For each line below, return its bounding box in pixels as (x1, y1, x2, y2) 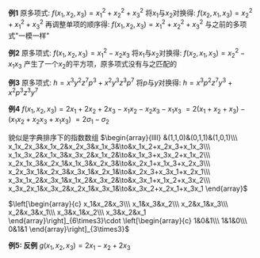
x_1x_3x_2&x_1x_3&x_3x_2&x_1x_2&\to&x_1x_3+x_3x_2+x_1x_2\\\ (8, 150, 211, 160)
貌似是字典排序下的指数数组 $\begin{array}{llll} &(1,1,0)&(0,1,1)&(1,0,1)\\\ (8, 133, 238, 142)
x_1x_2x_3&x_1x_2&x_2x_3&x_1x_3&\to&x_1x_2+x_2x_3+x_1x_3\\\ (8, 142, 211, 151)
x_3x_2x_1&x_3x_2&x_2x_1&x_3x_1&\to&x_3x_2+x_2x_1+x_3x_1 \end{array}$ (8, 184, 248, 193)
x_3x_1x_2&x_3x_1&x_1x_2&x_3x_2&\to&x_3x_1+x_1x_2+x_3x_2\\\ (8, 176, 211, 185)
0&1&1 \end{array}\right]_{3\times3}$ (8, 225, 129, 234)
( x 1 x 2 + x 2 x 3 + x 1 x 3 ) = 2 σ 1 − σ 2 (8, 115, 109, 126)
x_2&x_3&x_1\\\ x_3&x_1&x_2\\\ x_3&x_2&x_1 (8, 207, 147, 217)
